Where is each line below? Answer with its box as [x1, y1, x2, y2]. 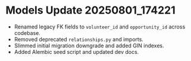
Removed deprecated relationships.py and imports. [14, 36, 144, 43]
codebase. [14, 29, 41, 36]
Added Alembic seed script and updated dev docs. [14, 48, 139, 55]
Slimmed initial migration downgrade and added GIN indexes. [14, 42, 164, 49]
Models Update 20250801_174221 [5, 4, 176, 17]
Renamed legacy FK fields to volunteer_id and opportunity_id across [14, 23, 186, 30]
